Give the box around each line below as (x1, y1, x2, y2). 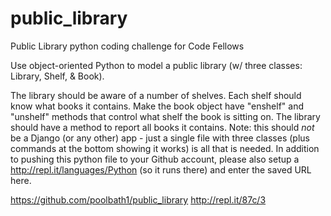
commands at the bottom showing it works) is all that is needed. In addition (10, 142, 320, 154)
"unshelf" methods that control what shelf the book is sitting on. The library (10, 110, 321, 122)
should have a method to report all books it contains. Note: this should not (10, 121, 315, 133)
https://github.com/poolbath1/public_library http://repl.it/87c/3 (10, 193, 267, 206)
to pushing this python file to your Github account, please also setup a (10, 153, 300, 165)
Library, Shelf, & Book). (10, 70, 105, 82)
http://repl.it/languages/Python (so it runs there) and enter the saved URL (10, 163, 312, 176)
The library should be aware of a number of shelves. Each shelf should (10, 89, 302, 101)
